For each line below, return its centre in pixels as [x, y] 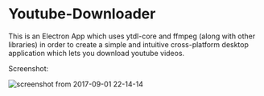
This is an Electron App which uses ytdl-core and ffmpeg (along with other [132, 36]
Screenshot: [29, 68]
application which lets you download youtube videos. [97, 53]
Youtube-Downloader [82, 14]
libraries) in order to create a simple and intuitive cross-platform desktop [129, 44]
